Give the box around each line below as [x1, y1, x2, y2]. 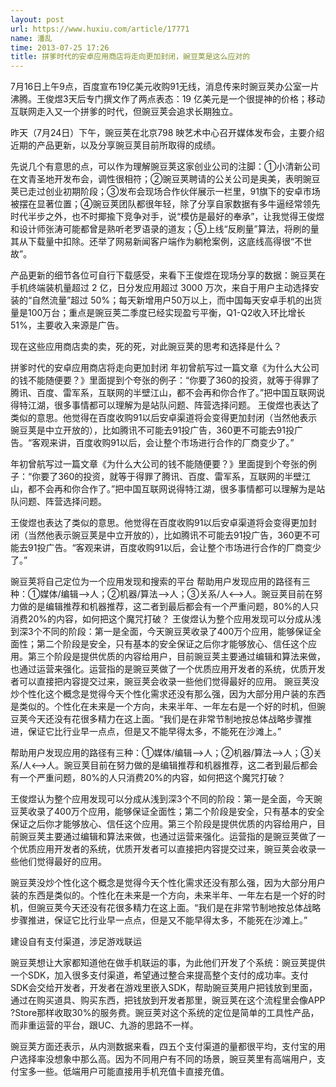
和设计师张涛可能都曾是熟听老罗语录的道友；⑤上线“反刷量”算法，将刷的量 [10, 223, 320, 235]
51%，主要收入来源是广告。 [10, 319, 125, 331]
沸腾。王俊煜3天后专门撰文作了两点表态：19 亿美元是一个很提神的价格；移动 [10, 93, 325, 105]
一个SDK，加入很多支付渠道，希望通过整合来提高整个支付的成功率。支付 [10, 969, 309, 981]
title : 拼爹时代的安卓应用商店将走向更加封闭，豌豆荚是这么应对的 [10, 52, 251, 62]
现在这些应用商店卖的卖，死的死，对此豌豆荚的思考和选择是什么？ [10, 341, 282, 353]
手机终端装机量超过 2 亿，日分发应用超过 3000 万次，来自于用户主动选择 [10, 282, 311, 294]
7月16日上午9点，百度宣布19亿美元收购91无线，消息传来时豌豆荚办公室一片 [10, 81, 320, 93]
